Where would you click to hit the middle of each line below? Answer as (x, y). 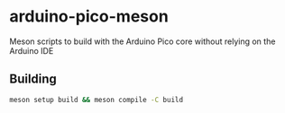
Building (33, 79)
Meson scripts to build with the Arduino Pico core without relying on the (142, 41)
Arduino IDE (32, 50)
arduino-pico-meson (89, 17)
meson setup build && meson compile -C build (96, 100)
